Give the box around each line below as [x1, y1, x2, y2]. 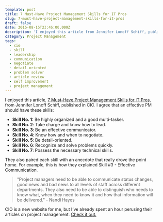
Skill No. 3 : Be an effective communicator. [12, 127, 97, 133]
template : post [5, 7, 36, 12]
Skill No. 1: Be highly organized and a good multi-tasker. [12, 117, 125, 122]
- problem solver [9, 70, 45, 75]
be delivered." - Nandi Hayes [16, 197, 75, 203]
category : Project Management [5, 34, 66, 39]
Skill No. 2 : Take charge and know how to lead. [12, 121, 107, 127]
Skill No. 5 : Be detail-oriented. [12, 137, 73, 143]
